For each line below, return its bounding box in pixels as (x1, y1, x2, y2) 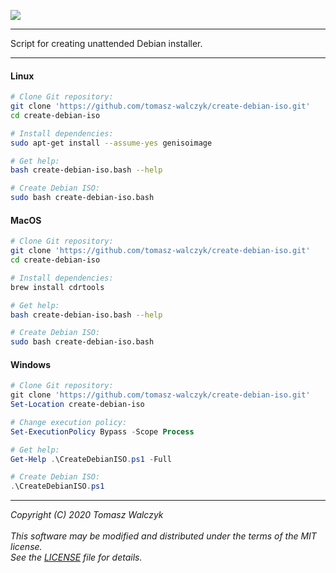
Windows (10, 358, 51, 370)
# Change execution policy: (10, 417, 128, 427)
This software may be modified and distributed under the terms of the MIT (10, 530, 317, 542)
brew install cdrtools (10, 282, 105, 292)
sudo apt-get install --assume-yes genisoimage (10, 138, 213, 148)
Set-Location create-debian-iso (10, 400, 145, 410)
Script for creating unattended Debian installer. (10, 38, 203, 49)
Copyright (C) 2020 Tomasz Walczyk (10, 509, 164, 521)
